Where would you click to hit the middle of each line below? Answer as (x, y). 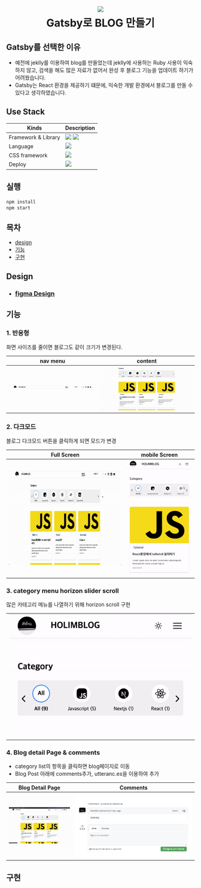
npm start (19, 208)
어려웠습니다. (30, 77)
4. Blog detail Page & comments (53, 752)
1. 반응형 (18, 333)
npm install (21, 202)
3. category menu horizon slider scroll (63, 591)
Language (21, 146)
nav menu (53, 361)
